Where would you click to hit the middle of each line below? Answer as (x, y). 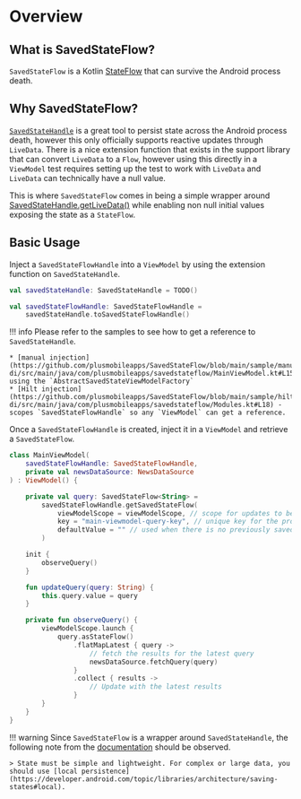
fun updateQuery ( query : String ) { (90, 587)
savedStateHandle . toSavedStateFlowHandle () (108, 315)
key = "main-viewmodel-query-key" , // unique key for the (168, 522)
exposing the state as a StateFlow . (73, 214)
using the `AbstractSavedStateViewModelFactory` (102, 382)
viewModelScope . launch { (88, 629)
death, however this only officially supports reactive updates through (137, 140)
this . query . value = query (90, 595)
